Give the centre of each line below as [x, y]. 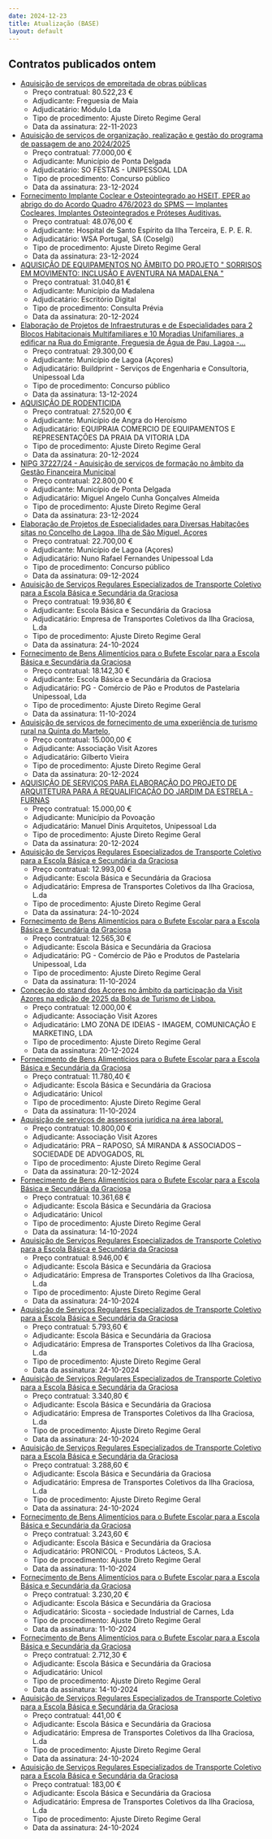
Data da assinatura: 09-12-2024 [86, 576]
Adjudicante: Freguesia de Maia [85, 101]
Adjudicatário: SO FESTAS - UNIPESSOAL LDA [110, 170]
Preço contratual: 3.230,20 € [81, 1594]
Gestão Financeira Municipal [68, 472]
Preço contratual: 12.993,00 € [82, 870]
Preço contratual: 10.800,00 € [82, 1128]
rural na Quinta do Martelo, [65, 731]
